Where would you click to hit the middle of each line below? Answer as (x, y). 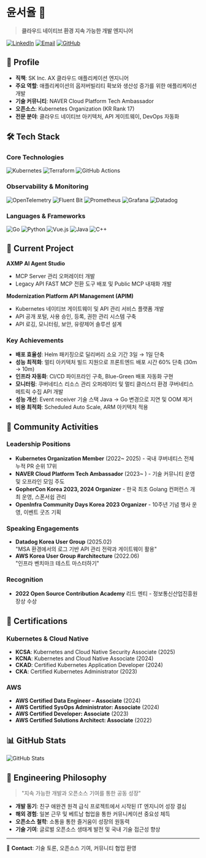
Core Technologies (35, 157)
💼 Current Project (40, 248)
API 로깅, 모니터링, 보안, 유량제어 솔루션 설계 (68, 324)
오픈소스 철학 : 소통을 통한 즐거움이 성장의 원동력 (72, 822)
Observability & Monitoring (48, 187)
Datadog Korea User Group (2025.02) (63, 542)
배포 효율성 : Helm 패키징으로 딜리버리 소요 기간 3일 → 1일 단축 (90, 354)
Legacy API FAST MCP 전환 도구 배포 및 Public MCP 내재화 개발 (93, 284)
